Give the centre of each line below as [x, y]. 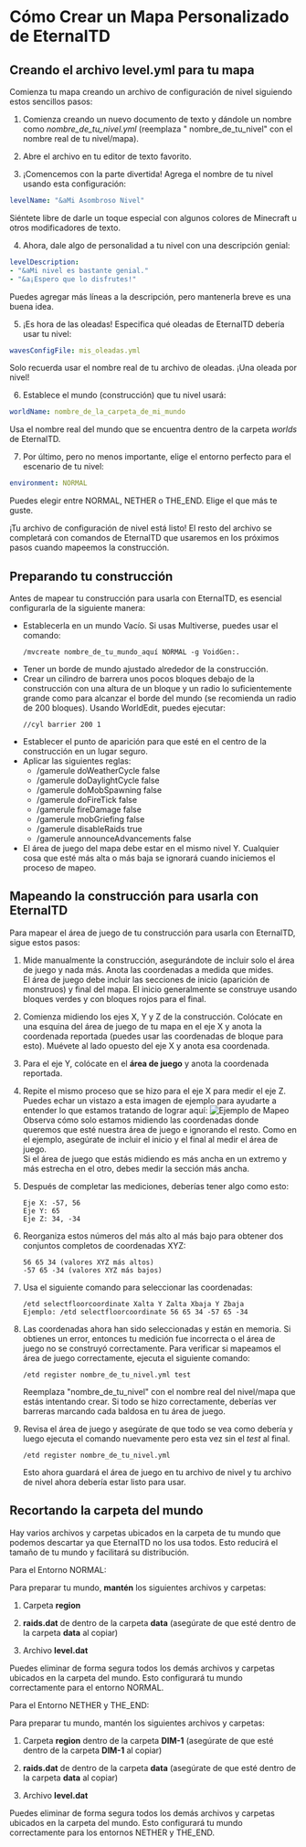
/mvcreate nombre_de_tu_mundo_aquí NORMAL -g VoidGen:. [131, 652]
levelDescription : [44, 262]
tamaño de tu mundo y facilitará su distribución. [100, 1552]
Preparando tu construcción [91, 576]
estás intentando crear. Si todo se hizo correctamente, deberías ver [149, 1401]
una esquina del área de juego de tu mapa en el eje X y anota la [142, 1026]
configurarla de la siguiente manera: [78, 607]
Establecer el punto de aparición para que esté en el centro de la [144, 741]
